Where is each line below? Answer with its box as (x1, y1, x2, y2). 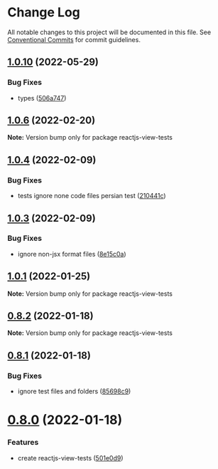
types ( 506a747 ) (17, 93, 67, 102)
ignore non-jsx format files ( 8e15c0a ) (17, 249, 126, 258)
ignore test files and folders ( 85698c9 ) (17, 387, 131, 396)
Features (7, 438, 39, 448)
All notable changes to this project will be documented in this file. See (7, 28, 212, 36)
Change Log (7, 4, 80, 21)
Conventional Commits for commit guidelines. (7, 35, 141, 43)
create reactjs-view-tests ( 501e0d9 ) (17, 453, 124, 462)
